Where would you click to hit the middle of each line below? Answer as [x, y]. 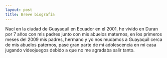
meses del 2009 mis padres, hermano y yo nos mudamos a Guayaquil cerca [84, 39]
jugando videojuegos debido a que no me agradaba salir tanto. [70, 50]
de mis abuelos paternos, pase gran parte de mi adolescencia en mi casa [81, 44]
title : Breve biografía [30, 14]
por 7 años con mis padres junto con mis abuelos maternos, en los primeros [83, 34]
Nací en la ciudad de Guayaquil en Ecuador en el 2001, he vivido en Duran [81, 28]
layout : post [19, 10]
